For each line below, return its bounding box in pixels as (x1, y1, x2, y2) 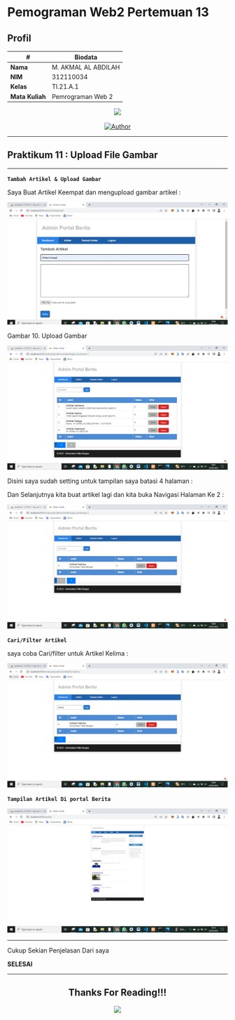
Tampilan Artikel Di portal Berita (7, 795, 111, 802)
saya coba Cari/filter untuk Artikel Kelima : (7, 649, 129, 657)
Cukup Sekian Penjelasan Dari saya (7, 946, 110, 955)
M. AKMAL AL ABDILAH (52, 62, 120, 71)
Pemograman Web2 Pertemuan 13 (7, 4, 210, 20)
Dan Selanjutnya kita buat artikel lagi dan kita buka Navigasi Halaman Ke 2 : (7, 490, 225, 498)
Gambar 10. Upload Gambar (7, 331, 87, 340)
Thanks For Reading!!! (68, 987, 167, 999)
